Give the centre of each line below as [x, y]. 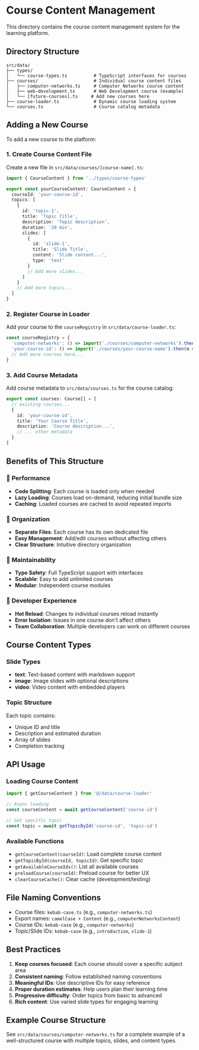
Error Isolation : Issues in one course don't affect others [83, 620]
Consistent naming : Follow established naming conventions [88, 976]
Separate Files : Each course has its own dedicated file [81, 532]
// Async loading [28, 804]
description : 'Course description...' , [66, 426]
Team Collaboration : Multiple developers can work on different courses [102, 626]
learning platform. [28, 33]
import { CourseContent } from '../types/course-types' [76, 178]
